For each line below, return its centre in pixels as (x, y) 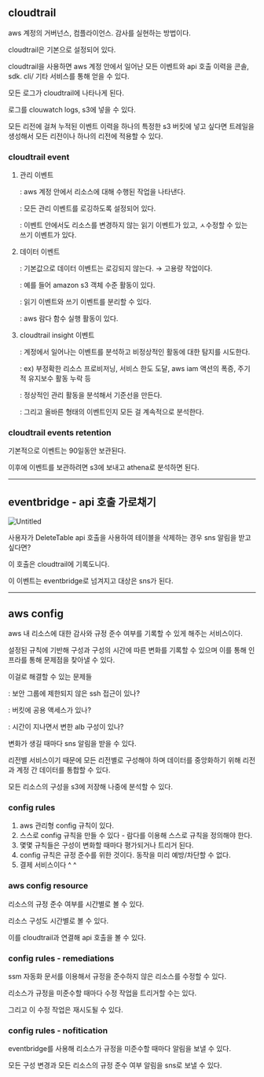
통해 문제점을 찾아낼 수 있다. (72, 660)
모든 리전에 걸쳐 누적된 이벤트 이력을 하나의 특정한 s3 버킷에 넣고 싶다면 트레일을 (132, 126)
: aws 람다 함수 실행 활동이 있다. (69, 318)
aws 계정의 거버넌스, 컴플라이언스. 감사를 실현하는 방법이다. (99, 33)
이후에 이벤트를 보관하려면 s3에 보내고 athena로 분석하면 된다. (104, 468)
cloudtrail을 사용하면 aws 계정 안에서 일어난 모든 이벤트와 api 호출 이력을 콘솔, (129, 66)
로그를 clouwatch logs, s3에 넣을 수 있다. (72, 109)
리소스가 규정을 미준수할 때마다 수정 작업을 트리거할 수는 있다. (103, 993)
